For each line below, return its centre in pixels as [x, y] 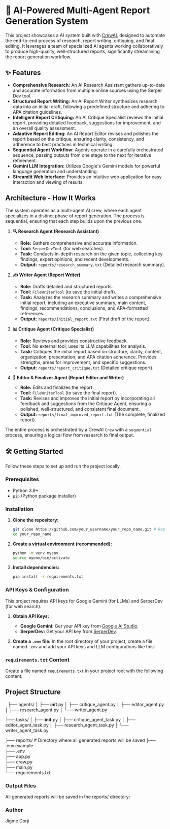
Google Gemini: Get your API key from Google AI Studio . [79, 626]
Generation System [47, 21]
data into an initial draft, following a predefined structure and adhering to [89, 107]
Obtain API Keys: [31, 616]
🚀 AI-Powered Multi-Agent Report [78, 10]
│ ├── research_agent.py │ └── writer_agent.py [56, 710]
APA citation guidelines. [37, 112]
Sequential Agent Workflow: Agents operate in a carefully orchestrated [88, 150]
